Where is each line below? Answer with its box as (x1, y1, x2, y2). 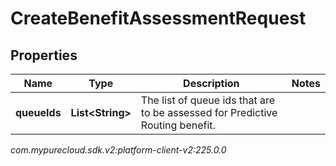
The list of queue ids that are (140, 93, 276, 107)
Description (183, 77, 240, 90)
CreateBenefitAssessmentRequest (10, 7, 307, 30)
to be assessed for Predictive (140, 106, 278, 119)
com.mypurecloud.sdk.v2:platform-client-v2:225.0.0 (10, 144, 227, 156)
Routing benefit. (140, 118, 216, 132)
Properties (10, 47, 78, 64)
